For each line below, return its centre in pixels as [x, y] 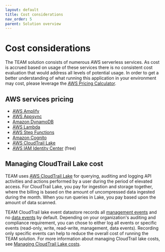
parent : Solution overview [33, 24]
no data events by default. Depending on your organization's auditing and [81, 217]
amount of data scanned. [31, 202]
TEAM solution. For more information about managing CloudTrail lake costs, [82, 239]
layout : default [22, 10]
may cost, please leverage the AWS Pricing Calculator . [61, 83]
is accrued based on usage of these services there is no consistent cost [79, 67]
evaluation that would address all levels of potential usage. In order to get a [82, 73]
